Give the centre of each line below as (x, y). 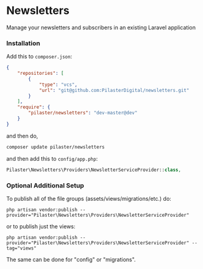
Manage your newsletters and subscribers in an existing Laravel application (101, 27)
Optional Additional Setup (45, 185)
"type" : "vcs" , (58, 85)
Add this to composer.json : (39, 57)
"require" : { (34, 107)
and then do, (22, 136)
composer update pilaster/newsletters (55, 147)
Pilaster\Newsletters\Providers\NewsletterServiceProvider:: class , (94, 170)
